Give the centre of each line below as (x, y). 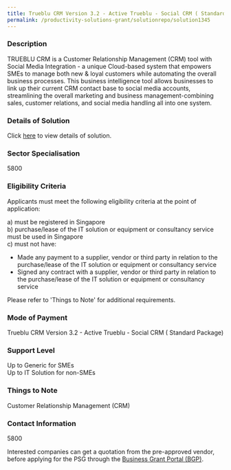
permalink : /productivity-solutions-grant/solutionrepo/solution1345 (109, 20)
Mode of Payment (37, 317)
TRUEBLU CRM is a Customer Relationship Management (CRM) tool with (110, 58)
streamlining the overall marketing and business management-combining (111, 95)
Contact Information (42, 423)
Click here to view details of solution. (59, 136)
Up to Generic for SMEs (41, 365)
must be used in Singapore (45, 236)
